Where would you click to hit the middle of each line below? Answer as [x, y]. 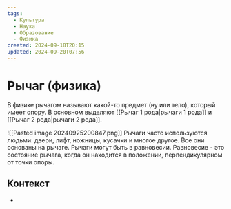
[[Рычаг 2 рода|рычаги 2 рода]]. [54, 119]
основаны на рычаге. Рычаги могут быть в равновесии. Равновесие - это [116, 147]
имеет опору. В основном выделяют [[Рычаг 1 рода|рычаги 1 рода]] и [110, 112]
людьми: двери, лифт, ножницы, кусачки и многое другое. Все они [106, 140]
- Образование [33, 33]
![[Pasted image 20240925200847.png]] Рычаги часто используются [108, 133]
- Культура [29, 20]
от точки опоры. [31, 162]
